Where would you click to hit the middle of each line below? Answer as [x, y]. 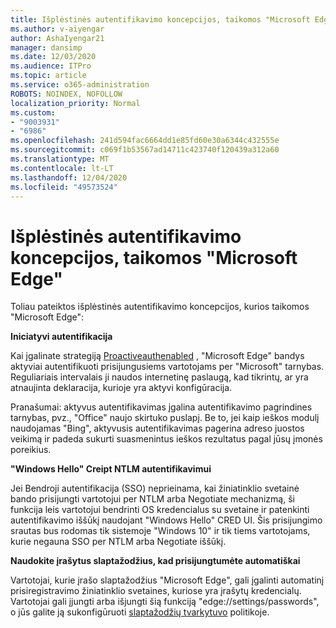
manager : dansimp [46, 47]
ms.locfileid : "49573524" [64, 187]
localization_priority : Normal [75, 103]
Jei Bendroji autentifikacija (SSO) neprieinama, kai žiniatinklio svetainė [155, 488]
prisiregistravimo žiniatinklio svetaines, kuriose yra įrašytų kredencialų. [156, 591]
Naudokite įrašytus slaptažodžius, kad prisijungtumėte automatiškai [155, 561]
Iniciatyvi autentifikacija [61, 337]
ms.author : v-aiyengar [57, 29]
